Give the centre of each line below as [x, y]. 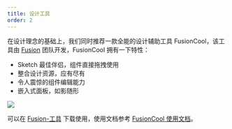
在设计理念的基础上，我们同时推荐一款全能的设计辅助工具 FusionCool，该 [113, 41]
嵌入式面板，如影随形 [48, 91]
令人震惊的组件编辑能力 [51, 82]
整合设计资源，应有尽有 [51, 73]
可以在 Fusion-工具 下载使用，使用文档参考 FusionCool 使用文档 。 [102, 119]
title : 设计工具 [29, 14]
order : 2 [20, 20]
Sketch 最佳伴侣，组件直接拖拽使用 [68, 64]
